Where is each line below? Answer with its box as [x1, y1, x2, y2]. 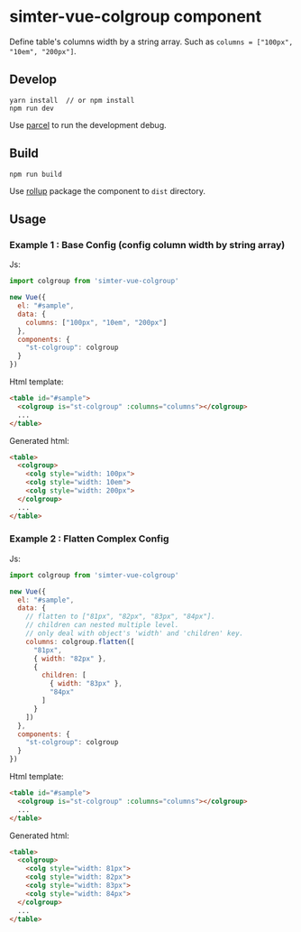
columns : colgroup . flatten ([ [25, 637, 135, 646]
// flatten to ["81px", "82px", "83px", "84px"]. [25, 612, 216, 622]
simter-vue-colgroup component [9, 6, 262, 27]
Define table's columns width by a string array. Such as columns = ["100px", [9, 36, 294, 47]
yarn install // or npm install [9, 96, 135, 105]
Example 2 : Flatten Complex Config [9, 532, 169, 545]
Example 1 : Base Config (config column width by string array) [9, 238, 286, 251]
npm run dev [9, 104, 54, 113]
